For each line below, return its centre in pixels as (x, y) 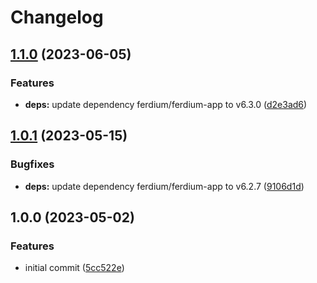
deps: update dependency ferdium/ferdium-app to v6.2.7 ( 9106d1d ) (164, 186)
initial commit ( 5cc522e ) (74, 268)
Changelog (57, 17)
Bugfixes (32, 164)
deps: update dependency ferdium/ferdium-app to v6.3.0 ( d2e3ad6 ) (166, 104)
